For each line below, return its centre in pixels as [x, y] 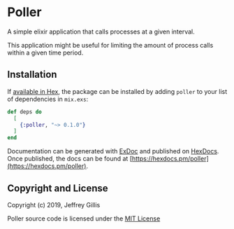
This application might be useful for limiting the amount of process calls [110, 45]
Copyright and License [58, 188]
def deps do [24, 112]
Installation [32, 75]
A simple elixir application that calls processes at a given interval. [101, 32]
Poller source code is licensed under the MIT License [84, 218]
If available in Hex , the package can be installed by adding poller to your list [117, 91]
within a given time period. [45, 53]
